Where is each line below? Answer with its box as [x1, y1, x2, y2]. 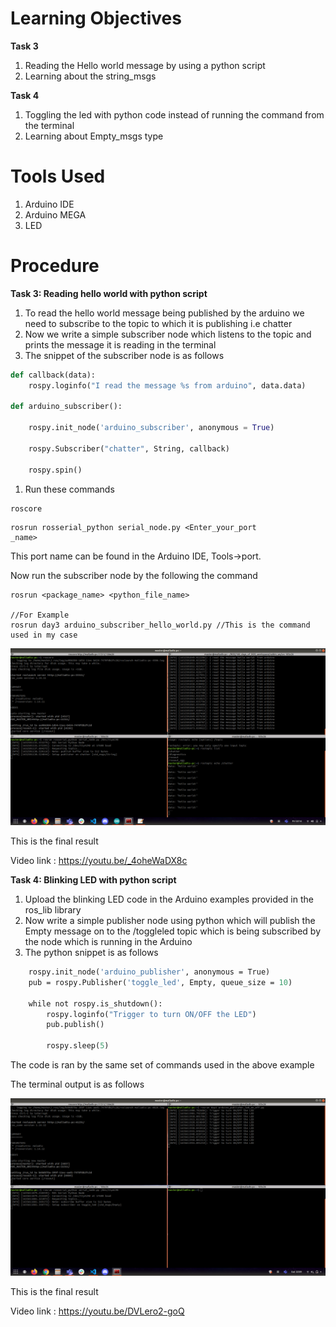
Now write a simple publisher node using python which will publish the [24, 915, 316, 927]
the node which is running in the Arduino [24, 936, 193, 948]
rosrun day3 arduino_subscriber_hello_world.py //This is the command [10, 620, 311, 630]
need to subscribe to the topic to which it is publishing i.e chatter [24, 317, 293, 329]
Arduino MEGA [24, 208, 87, 221]
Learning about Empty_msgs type [24, 130, 164, 142]
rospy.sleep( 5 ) [46, 1041, 110, 1051]
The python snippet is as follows [24, 947, 159, 959]
